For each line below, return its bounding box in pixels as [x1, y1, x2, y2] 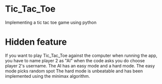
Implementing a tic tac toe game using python [5, 19, 97, 25]
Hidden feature [5, 36, 67, 48]
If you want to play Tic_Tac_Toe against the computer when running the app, [5, 52, 158, 58]
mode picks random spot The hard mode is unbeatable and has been [5, 68, 143, 74]
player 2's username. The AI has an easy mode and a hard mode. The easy [5, 63, 155, 68]
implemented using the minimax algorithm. [5, 73, 90, 79]
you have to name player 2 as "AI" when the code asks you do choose [5, 57, 145, 64]
